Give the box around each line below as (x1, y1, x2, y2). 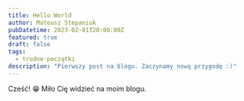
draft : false (8, 41, 51, 49)
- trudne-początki (15, 56, 76, 63)
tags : (8, 48, 26, 56)
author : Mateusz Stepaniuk (8, 19, 97, 27)
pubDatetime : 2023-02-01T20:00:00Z (8, 26, 125, 34)
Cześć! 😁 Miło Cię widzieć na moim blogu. (8, 84, 147, 93)
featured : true (8, 33, 58, 41)
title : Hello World (8, 11, 72, 20)
